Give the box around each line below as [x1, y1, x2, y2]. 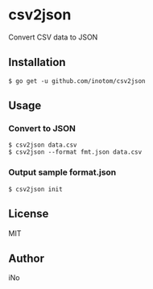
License [8, 207, 49, 221]
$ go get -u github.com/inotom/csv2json [8, 76, 147, 85]
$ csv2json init [8, 185, 63, 193]
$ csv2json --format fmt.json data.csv [8, 148, 143, 156]
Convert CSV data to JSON [8, 32, 98, 42]
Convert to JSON [8, 123, 76, 134]
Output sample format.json [8, 167, 117, 178]
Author [8, 251, 44, 265]
